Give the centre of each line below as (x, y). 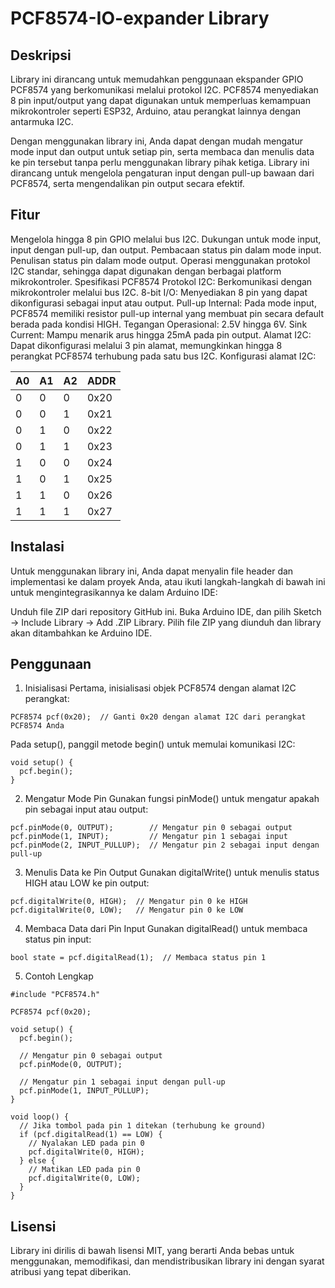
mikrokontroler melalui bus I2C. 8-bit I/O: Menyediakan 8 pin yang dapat (159, 292)
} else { (37, 1161)
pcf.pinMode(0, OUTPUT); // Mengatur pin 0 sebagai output (151, 828)
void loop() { (40, 1117)
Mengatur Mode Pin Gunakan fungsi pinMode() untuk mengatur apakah (172, 799)
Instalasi (37, 547)
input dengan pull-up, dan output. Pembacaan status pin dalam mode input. (166, 249)
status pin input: (58, 939)
